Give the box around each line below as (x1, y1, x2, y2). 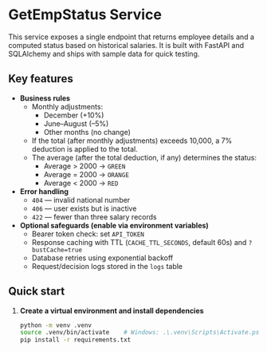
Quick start (8, 285, 65, 299)
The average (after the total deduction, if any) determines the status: (31, 152, 257, 162)
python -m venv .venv (19, 321, 92, 329)
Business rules (19, 93, 70, 103)
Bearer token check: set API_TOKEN (31, 229, 145, 239)
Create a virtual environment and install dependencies (19, 306, 205, 315)
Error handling (19, 186, 69, 196)
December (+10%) (43, 110, 104, 120)
